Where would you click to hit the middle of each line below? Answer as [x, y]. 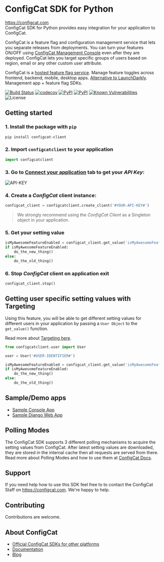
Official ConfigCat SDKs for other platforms [56, 544]
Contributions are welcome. [33, 517]
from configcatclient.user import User [46, 347]
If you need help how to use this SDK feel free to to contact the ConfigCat [79, 485]
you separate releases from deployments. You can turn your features [74, 47]
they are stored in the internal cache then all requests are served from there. [82, 452]
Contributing [25, 505]
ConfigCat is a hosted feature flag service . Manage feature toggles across [80, 72]
